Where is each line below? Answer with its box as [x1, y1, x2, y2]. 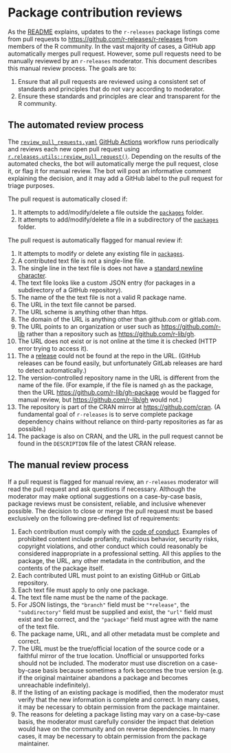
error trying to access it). [17, 344, 89, 352]
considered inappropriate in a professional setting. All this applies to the [17, 549, 221, 558]
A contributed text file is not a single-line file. [17, 257, 145, 265]
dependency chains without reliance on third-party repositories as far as [17, 417, 223, 426]
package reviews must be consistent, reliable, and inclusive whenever [8, 499, 206, 508]
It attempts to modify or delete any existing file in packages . [17, 249, 185, 257]
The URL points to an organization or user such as [17, 322, 160, 331]
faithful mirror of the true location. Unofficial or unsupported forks [17, 651, 205, 659]
